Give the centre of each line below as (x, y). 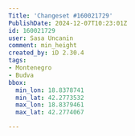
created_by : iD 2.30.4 (46, 53)
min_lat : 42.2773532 (50, 98)
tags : (17, 61)
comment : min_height (43, 46)
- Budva (21, 75)
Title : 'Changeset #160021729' (61, 16)
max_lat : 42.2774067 (50, 113)
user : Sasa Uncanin (41, 38)
